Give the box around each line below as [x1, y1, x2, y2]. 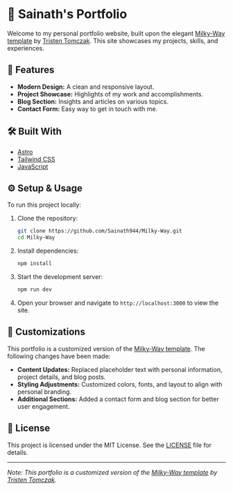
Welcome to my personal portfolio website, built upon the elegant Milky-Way [7, 29, 225, 37]
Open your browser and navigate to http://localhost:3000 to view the [17, 298, 219, 307]
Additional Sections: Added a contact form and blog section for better [17, 395, 220, 403]
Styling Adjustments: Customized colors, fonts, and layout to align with [17, 380, 223, 388]
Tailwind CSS [17, 155, 55, 163]
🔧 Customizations [7, 326, 85, 338]
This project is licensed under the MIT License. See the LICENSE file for [7, 441, 212, 449]
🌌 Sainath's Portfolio [7, 6, 128, 22]
